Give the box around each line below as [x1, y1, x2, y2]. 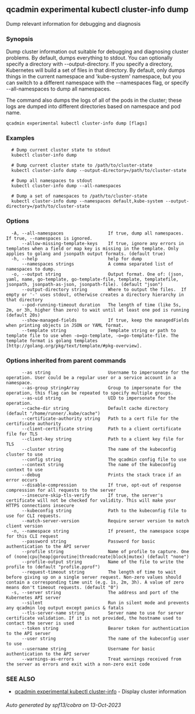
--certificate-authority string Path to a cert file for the [21, 416, 179, 422]
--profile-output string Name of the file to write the [21, 559, 184, 565]
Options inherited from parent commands [6, 356, 127, 364]
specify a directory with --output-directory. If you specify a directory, [6, 61, 173, 68]
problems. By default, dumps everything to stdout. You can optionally [6, 54, 173, 61]
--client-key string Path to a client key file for [21, 436, 184, 442]
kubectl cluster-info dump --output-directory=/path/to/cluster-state [11, 168, 187, 174]
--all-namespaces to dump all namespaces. [6, 85, 112, 92]
